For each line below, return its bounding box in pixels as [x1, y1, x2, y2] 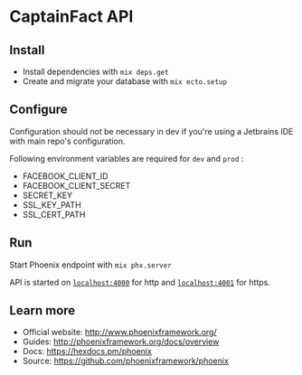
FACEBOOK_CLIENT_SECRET [22, 180, 131, 191]
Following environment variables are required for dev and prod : [9, 153, 244, 164]
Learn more [9, 303, 76, 318]
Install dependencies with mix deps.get [22, 66, 169, 77]
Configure [9, 102, 68, 117]
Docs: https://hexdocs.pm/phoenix [22, 346, 152, 357]
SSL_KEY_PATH [22, 199, 81, 210]
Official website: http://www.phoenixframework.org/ [22, 327, 217, 338]
